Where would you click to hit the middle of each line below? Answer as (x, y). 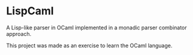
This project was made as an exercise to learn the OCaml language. (89, 45)
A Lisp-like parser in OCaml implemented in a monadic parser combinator (96, 27)
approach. (19, 33)
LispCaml (30, 11)
